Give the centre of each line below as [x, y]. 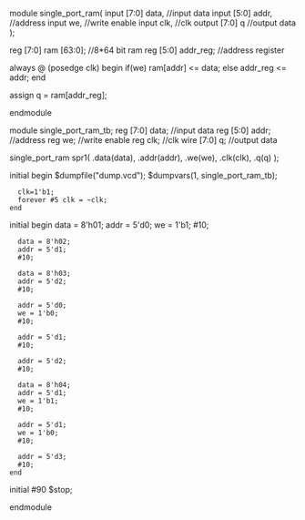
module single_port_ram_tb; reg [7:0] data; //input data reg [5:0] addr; [140, 130]
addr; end [28, 77]
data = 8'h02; [44, 241]
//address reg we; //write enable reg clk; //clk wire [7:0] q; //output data [143, 140]
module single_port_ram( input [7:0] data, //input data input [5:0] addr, [141, 13]
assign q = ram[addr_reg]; [58, 95]
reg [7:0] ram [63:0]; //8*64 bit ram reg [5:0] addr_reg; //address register [147, 50]
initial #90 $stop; [41, 489]
